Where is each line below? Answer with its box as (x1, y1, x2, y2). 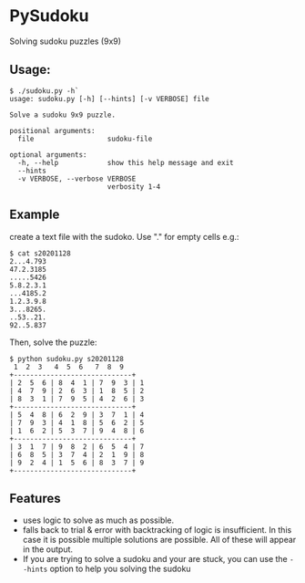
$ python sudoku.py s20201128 (9, 354, 125, 363)
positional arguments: (9, 126, 96, 135)
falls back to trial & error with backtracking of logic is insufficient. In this (22, 525, 292, 536)
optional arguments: (9, 150, 88, 160)
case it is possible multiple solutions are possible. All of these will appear (22, 535, 297, 546)
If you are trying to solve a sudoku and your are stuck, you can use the (22, 554, 289, 565)
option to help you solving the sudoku (49, 563, 191, 575)
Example (9, 207, 60, 223)
